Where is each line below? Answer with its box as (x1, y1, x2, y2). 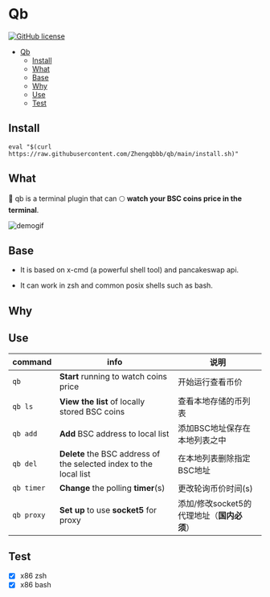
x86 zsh (19, 571, 47, 581)
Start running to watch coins (59, 370, 167, 382)
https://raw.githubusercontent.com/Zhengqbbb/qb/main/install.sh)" (8, 149, 239, 157)
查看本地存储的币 (178, 395, 243, 407)
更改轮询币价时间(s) (178, 483, 253, 494)
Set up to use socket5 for (59, 504, 157, 515)
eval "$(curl (8, 142, 52, 151)
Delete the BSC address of (59, 448, 161, 459)
